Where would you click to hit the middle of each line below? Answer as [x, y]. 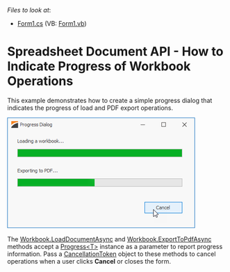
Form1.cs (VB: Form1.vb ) [52, 23]
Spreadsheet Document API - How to [115, 52]
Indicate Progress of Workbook [99, 66]
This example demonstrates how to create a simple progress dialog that [110, 100]
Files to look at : [29, 10]
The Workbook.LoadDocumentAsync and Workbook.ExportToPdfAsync [109, 239]
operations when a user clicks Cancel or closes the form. [89, 261]
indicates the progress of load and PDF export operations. [90, 108]
